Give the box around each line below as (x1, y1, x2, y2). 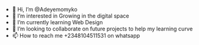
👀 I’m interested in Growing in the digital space (12, 12, 129, 19)
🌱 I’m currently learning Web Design (12, 19, 103, 26)
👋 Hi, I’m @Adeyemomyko (12, 6, 78, 13)
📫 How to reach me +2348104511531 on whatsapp (12, 32, 140, 39)
